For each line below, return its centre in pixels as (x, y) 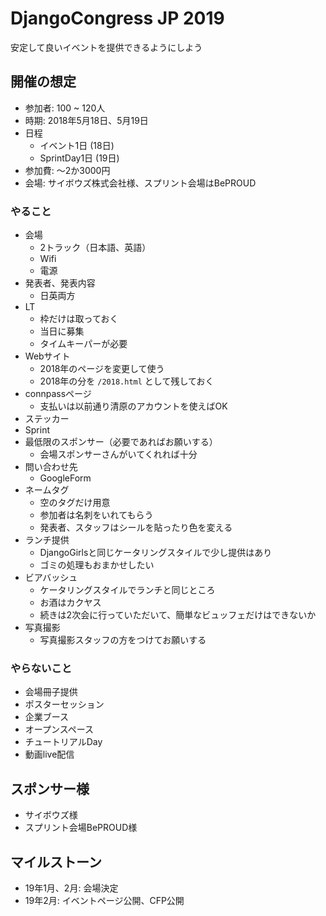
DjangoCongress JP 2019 (117, 18)
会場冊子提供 (51, 692)
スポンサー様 (50, 788)
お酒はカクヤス (70, 603)
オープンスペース (59, 729)
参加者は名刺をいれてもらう (96, 515)
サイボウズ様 (51, 815)
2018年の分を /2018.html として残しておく (127, 381)
